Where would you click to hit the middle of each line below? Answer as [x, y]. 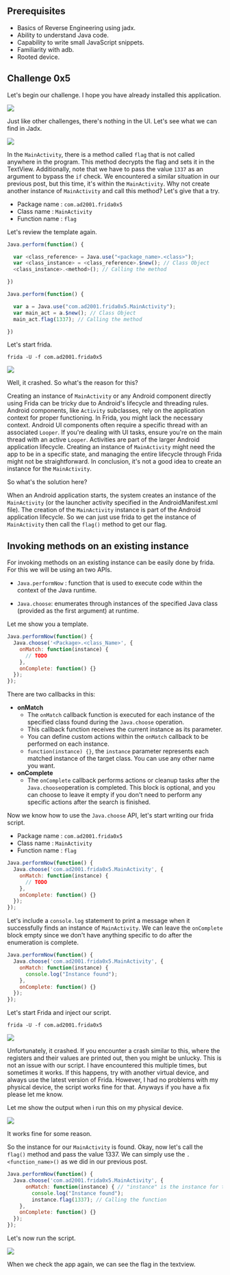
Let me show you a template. [48, 624]
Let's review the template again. [52, 231]
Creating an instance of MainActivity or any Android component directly [109, 396]
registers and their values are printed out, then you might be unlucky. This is [114, 1058]
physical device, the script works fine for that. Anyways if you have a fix [108, 1087]
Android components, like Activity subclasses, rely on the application [106, 411]
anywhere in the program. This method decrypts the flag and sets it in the [111, 162]
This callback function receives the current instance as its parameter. [125, 729]
